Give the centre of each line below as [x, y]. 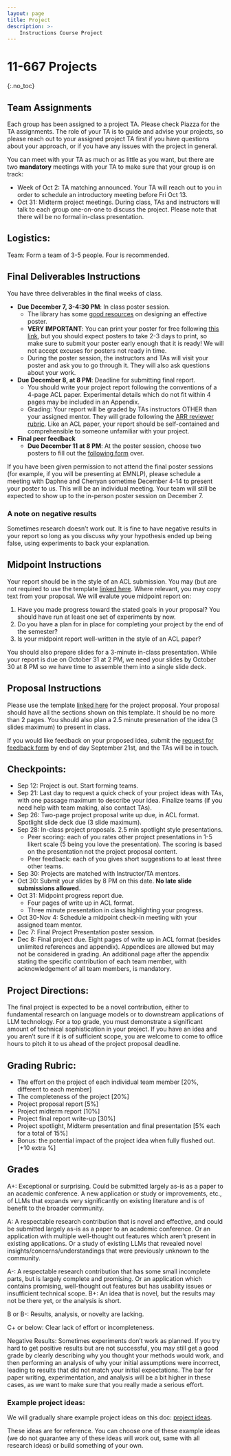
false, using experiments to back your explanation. [78, 543]
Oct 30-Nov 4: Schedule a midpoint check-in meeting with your [107, 918]
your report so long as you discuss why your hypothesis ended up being [110, 535]
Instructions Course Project [61, 33]
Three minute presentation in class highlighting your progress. [115, 910]
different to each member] [54, 1089]
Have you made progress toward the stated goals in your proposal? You [119, 609]
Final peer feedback [46, 438]
